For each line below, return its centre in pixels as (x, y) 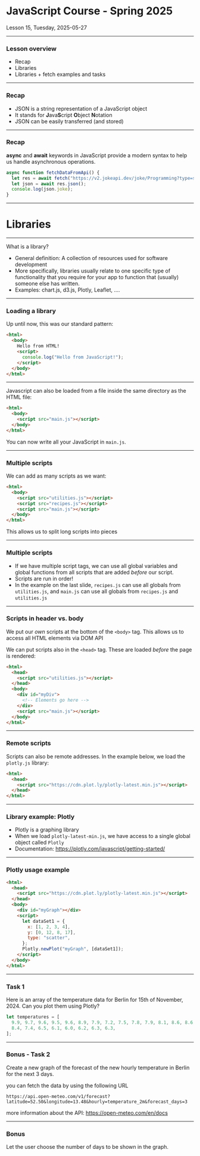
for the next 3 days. (30, 1074)
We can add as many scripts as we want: (56, 476)
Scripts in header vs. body (45, 619)
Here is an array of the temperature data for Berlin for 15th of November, (95, 1000)
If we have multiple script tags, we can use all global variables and (96, 565)
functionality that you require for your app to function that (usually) (97, 277)
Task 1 (15, 986)
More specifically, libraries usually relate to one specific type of (93, 271)
